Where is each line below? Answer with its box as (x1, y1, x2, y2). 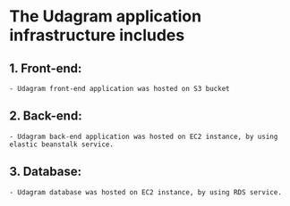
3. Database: (9, 164, 82, 179)
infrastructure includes (9, 25, 185, 45)
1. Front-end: (9, 61, 82, 76)
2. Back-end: (9, 109, 82, 124)
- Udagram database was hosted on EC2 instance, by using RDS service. (9, 187, 282, 197)
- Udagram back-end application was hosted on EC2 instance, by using (9, 132, 278, 141)
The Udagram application (9, 6, 202, 27)
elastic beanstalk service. (9, 140, 115, 149)
